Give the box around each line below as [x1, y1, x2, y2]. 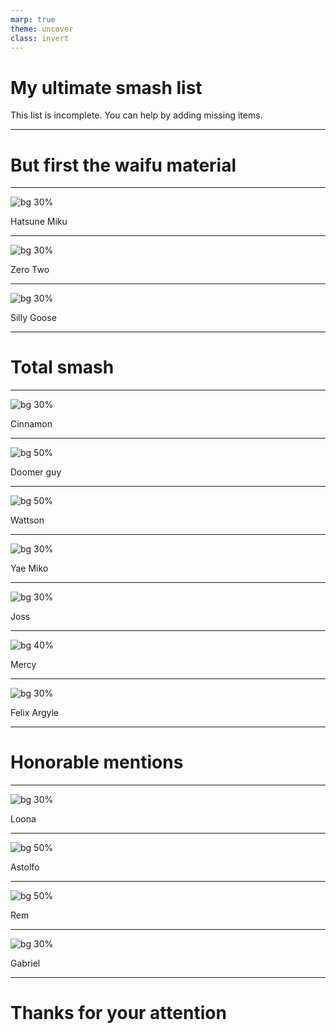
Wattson [10, 514, 45, 526]
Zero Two [10, 264, 50, 276]
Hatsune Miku [10, 216, 68, 228]
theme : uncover [10, 24, 74, 34]
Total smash [10, 356, 115, 379]
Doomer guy [10, 466, 62, 478]
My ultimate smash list [10, 76, 203, 99]
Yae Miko [10, 562, 49, 575]
